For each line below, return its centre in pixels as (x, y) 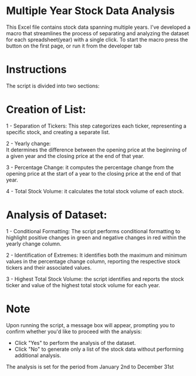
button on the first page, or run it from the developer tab (74, 46)
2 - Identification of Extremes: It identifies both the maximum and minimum (97, 255)
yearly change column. (34, 244)
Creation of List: (46, 110)
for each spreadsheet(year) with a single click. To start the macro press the (97, 39)
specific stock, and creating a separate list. (58, 132)
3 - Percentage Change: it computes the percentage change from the (90, 167)
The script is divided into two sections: (53, 86)
